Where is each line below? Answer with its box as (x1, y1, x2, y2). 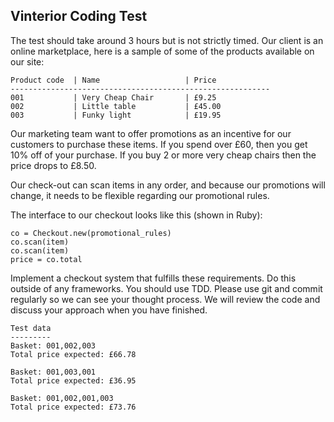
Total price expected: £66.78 (10, 349, 137, 359)
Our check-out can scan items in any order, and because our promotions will (10, 179, 326, 191)
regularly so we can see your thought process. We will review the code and (10, 293, 321, 305)
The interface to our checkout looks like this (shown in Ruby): (10, 209, 263, 221)
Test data (10, 323, 52, 333)
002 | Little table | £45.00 (10, 101, 222, 111)
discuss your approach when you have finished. (10, 304, 208, 316)
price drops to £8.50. (10, 159, 97, 171)
